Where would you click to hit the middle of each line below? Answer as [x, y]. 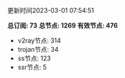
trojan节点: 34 [38, 49]
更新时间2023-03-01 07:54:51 [51, 10]
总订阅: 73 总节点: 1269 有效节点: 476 [63, 26]
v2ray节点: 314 [39, 40]
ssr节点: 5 [32, 67]
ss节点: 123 [34, 58]
